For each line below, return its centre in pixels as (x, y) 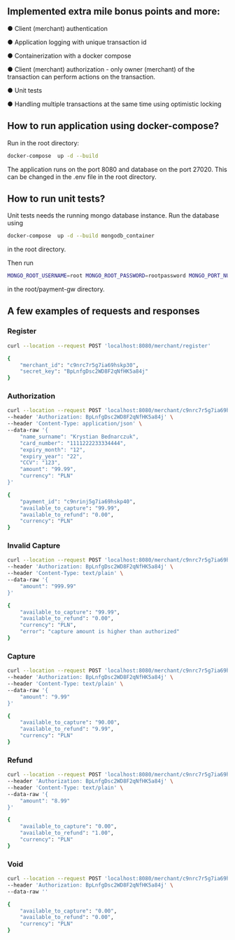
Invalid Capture (34, 545)
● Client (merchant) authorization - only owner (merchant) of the (101, 69)
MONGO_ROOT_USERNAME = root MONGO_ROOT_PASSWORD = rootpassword (97, 276)
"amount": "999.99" (48, 586)
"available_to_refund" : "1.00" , (67, 833)
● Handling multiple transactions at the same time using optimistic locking (114, 104)
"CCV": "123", (40, 463)
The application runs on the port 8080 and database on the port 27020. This (117, 169)
